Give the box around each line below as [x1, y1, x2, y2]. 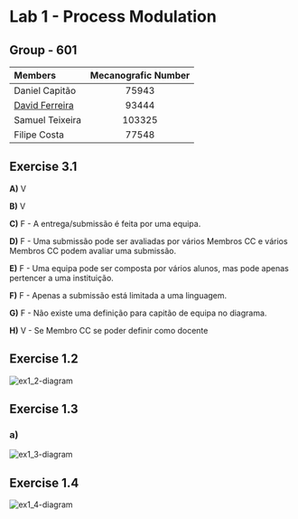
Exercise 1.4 [9, 475, 79, 490]
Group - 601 [9, 42, 78, 58]
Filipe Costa [14, 128, 65, 141]
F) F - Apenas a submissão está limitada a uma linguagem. [9, 289, 228, 300]
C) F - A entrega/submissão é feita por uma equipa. [9, 218, 201, 229]
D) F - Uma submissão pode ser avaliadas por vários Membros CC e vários [9, 235, 288, 246]
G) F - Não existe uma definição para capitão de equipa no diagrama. [9, 307, 267, 318]
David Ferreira [14, 99, 74, 111]
